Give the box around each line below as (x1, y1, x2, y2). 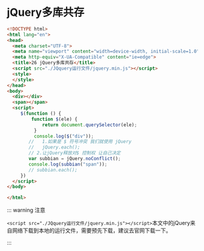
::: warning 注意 (7, 207, 46, 214)
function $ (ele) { (31, 116, 78, 122)
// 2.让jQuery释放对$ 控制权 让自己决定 (28, 150, 121, 156)
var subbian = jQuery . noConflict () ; (28, 156, 121, 162)
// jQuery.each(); (28, 144, 81, 150)
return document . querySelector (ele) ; (42, 122, 137, 128)
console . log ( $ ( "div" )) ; (33, 133, 94, 139)
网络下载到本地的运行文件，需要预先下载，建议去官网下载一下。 (12, 227, 171, 234)
